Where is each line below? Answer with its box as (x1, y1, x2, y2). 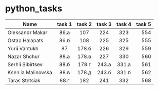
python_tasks (5, 3, 63, 14)
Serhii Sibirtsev (7, 61, 43, 68)
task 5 (136, 21, 152, 28)
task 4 (116, 21, 132, 28)
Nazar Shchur (7, 53, 40, 60)
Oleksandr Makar (7, 29, 48, 36)
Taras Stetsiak (7, 77, 40, 84)
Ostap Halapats (7, 37, 43, 44)
